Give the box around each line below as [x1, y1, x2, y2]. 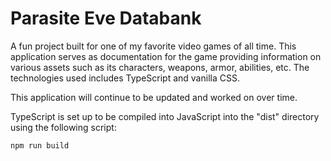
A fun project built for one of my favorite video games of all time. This [10, 40, 297, 52]
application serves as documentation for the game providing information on [10, 50, 322, 62]
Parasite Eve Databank [10, 7, 202, 30]
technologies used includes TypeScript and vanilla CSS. [10, 72, 240, 84]
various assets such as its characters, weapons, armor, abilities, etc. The [10, 61, 310, 73]
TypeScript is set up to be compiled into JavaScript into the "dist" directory [10, 110, 320, 122]
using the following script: [10, 121, 117, 133]
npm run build [10, 140, 70, 151]
